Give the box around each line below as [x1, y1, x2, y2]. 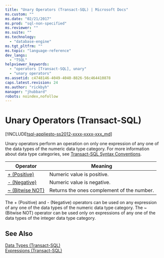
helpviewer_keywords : [5, 62, 50, 67]
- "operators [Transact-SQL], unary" [9, 67, 87, 72]
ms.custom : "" [5, 12, 34, 17]
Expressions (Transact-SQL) [5, 248, 62, 253]
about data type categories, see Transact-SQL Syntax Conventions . [5, 151, 142, 157]
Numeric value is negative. [49, 179, 110, 186]
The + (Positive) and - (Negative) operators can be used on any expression [5, 200, 157, 206]
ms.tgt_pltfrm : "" [5, 44, 43, 49]
